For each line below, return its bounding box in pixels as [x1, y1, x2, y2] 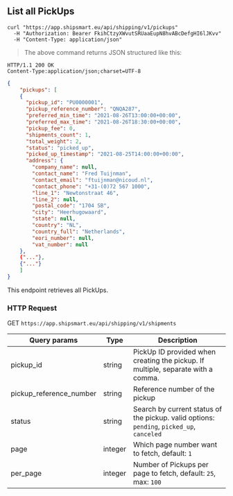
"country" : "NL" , [32, 222, 82, 229]
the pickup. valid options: [132, 413, 215, 422]
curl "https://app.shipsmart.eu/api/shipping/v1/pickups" [7, 24, 178, 31]
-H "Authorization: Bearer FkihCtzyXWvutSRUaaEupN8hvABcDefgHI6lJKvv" [13, 30, 222, 37]
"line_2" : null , [32, 196, 79, 203]
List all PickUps [7, 6, 75, 17]
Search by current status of [132, 404, 223, 414]
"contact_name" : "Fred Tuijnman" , [32, 170, 132, 178]
